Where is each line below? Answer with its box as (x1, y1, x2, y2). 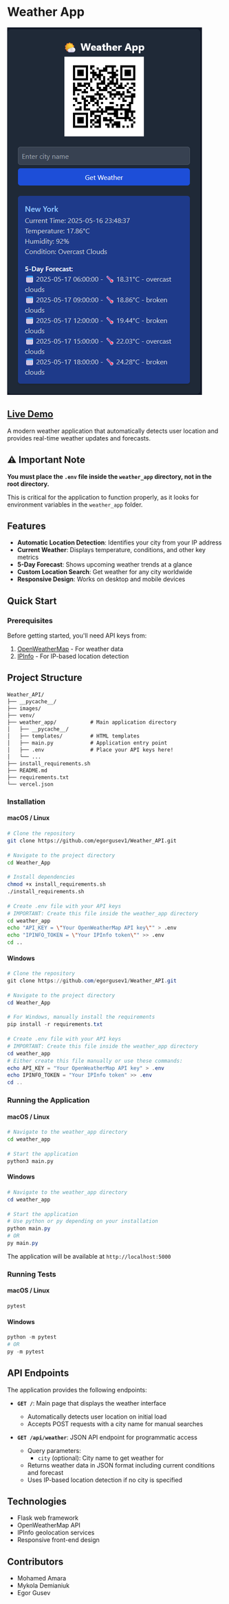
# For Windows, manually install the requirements (7, 1014, 155, 1021)
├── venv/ (7, 711, 36, 719)
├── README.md (7, 767, 48, 774)
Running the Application (7, 1095, 90, 1105)
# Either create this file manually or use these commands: (7, 1057, 184, 1064)
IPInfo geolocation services (17, 1528, 95, 1537)
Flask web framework (17, 1514, 79, 1522)
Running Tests (7, 1269, 56, 1279)
